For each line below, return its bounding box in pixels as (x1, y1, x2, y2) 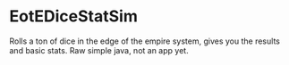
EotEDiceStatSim (9, 6, 139, 27)
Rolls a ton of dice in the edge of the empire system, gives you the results (9, 36, 280, 46)
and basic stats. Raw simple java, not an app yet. (9, 45, 190, 55)
